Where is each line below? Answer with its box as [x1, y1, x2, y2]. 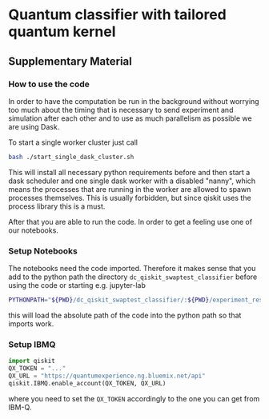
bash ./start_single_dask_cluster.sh [8, 153, 134, 161]
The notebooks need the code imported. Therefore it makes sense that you [8, 264, 256, 273]
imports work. [8, 318, 54, 329]
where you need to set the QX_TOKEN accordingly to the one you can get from [8, 393, 260, 403]
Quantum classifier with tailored [8, 6, 227, 24]
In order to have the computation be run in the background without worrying [8, 96, 259, 106]
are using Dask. [8, 122, 60, 131]
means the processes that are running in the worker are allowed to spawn [8, 184, 251, 194]
